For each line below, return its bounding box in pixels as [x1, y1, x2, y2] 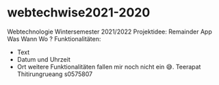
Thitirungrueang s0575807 [16, 70, 93, 78]
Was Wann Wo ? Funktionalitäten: [7, 34, 101, 42]
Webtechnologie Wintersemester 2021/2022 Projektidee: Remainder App [7, 27, 212, 36]
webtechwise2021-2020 [7, 5, 151, 21]
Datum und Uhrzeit [16, 55, 70, 63]
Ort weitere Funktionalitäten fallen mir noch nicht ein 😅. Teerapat [16, 62, 201, 71]
